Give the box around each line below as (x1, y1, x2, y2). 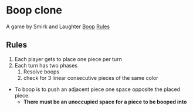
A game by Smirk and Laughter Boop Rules (6, 23, 110, 30)
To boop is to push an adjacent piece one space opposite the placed (14, 86, 181, 93)
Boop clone (6, 4, 63, 17)
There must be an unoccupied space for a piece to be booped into (23, 98, 187, 105)
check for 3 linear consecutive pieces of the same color (23, 74, 158, 81)
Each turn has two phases (14, 62, 78, 69)
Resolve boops (23, 68, 60, 75)
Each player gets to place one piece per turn (14, 55, 122, 62)
